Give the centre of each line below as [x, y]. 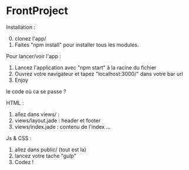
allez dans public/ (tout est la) [50, 149]
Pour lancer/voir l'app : [34, 56]
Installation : [21, 27]
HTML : [15, 103]
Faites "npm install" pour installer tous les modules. [77, 45]
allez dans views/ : [37, 114]
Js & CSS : [19, 138]
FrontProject [37, 11]
